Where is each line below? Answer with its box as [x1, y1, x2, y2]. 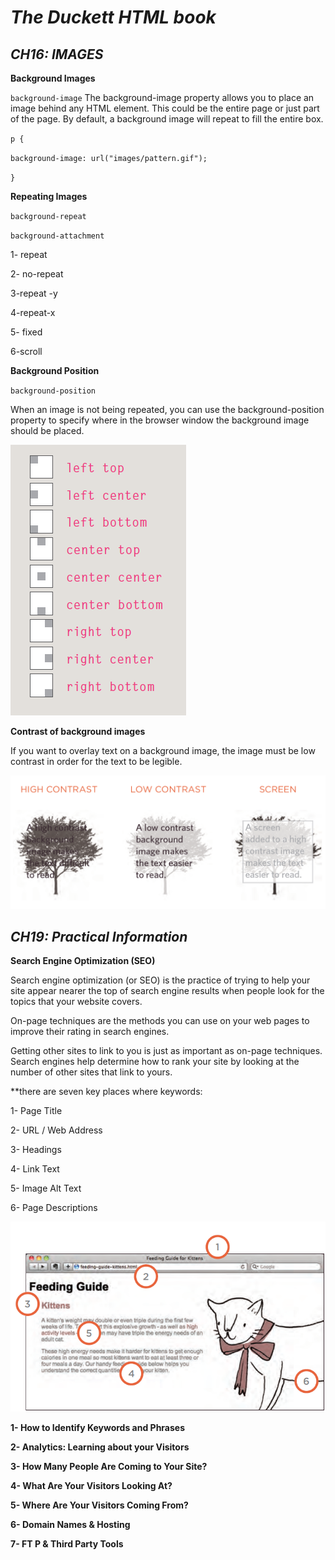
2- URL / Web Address [10, 1124, 103, 1136]
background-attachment [10, 231, 105, 241]
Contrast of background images [10, 726, 146, 737]
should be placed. [10, 425, 85, 436]
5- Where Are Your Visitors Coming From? [10, 1499, 189, 1511]
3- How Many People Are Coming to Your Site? [10, 1461, 208, 1473]
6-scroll [10, 346, 43, 357]
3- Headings [10, 1144, 62, 1156]
